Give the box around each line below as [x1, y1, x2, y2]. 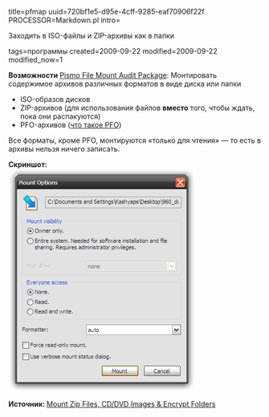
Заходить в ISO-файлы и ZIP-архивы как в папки [8, 31, 175, 40]
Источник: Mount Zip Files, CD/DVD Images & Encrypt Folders [8, 399, 216, 408]
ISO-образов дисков [19, 95, 91, 103]
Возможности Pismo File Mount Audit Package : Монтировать [8, 71, 217, 79]
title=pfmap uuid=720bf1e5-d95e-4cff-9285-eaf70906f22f [8, 7, 205, 16]
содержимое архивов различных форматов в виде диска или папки [8, 79, 242, 88]
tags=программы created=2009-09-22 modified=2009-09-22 [8, 47, 218, 55]
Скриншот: [8, 160, 48, 169]
